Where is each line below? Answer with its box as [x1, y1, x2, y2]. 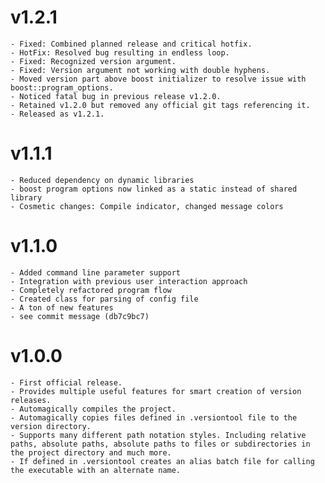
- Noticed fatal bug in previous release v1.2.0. [10, 91, 222, 101]
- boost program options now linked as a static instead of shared [10, 184, 298, 194]
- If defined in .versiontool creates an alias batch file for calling [10, 456, 315, 466]
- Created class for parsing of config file [10, 294, 199, 304]
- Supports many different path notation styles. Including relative [10, 430, 307, 440]
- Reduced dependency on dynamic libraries [10, 175, 195, 185]
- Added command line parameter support [10, 267, 182, 278]
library [10, 192, 43, 203]
